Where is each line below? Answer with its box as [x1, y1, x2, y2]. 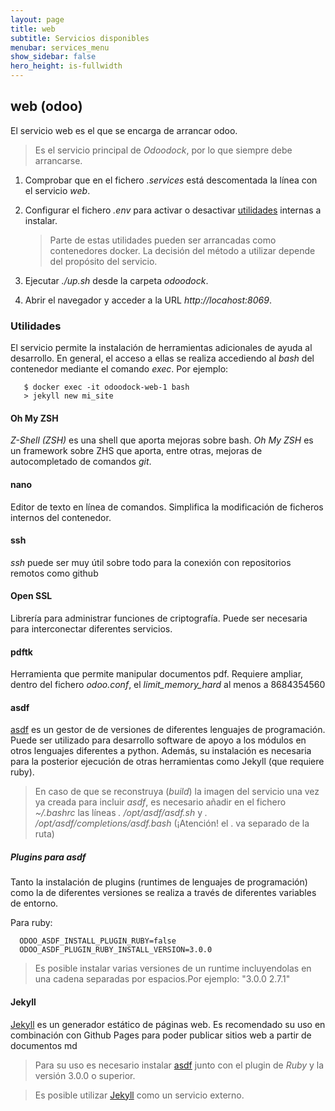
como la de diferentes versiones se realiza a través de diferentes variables [10, 887, 317, 899]
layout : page [10, 14, 65, 25]
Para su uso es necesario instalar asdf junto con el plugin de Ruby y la [34, 1059, 325, 1071]
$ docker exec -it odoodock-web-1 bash [23, 382, 190, 393]
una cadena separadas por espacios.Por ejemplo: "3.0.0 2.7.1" [34, 973, 291, 985]
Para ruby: [10, 917, 53, 929]
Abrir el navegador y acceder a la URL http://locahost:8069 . [24, 294, 272, 306]
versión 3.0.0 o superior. [34, 1069, 136, 1081]
